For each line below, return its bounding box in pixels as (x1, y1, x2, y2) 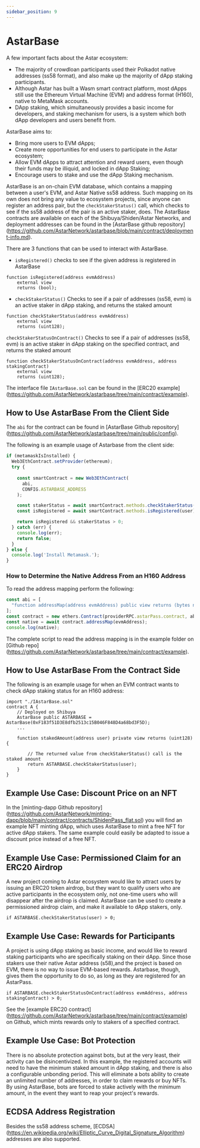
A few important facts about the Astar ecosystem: (6, 54, 129, 61)
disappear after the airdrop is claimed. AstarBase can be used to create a (6, 897, 186, 904)
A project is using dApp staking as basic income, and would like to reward (6, 947, 187, 954)
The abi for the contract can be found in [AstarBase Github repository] (6, 424, 180, 431)
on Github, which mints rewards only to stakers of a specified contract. (6, 1018, 180, 1025)
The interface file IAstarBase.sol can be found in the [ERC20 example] (6, 384, 180, 391)
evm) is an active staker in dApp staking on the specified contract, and (6, 340, 180, 347)
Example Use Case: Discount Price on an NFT (6, 788, 177, 798)
